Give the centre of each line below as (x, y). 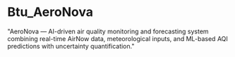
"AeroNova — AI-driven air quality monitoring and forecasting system (108, 31)
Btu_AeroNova (50, 12)
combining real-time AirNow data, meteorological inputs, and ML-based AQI (117, 38)
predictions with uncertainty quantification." (71, 46)
